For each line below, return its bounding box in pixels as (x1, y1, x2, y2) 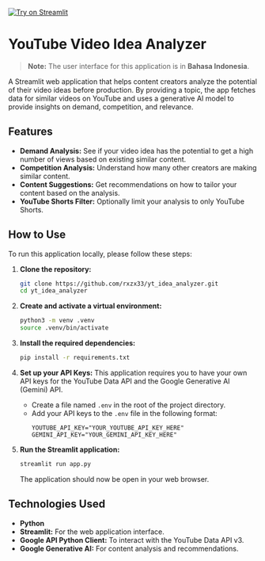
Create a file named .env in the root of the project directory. (31, 400, 226, 410)
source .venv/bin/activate (19, 324, 109, 332)
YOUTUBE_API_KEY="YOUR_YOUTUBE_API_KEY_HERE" (31, 424, 184, 432)
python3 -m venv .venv (19, 317, 95, 325)
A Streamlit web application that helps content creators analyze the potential (8, 76, 257, 86)
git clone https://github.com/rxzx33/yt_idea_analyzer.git (19, 280, 219, 288)
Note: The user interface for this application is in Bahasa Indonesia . (27, 61, 250, 71)
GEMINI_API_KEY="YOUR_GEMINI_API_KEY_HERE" (31, 430, 178, 439)
